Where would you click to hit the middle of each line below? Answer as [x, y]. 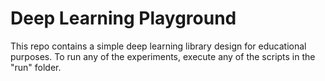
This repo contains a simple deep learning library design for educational [158, 46]
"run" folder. [36, 67]
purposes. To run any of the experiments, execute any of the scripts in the [163, 56]
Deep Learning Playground [123, 18]
